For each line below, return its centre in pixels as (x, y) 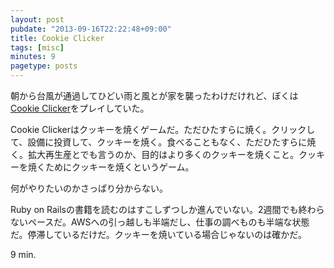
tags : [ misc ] (37, 47)
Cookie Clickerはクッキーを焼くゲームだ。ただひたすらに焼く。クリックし (163, 129)
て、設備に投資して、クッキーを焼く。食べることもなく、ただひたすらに (159, 142)
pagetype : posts (44, 66)
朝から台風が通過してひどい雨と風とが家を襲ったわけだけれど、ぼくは (154, 95)
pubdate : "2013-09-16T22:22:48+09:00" (91, 29)
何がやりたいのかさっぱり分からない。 (89, 188)
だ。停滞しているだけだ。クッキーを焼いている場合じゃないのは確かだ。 (158, 234)
